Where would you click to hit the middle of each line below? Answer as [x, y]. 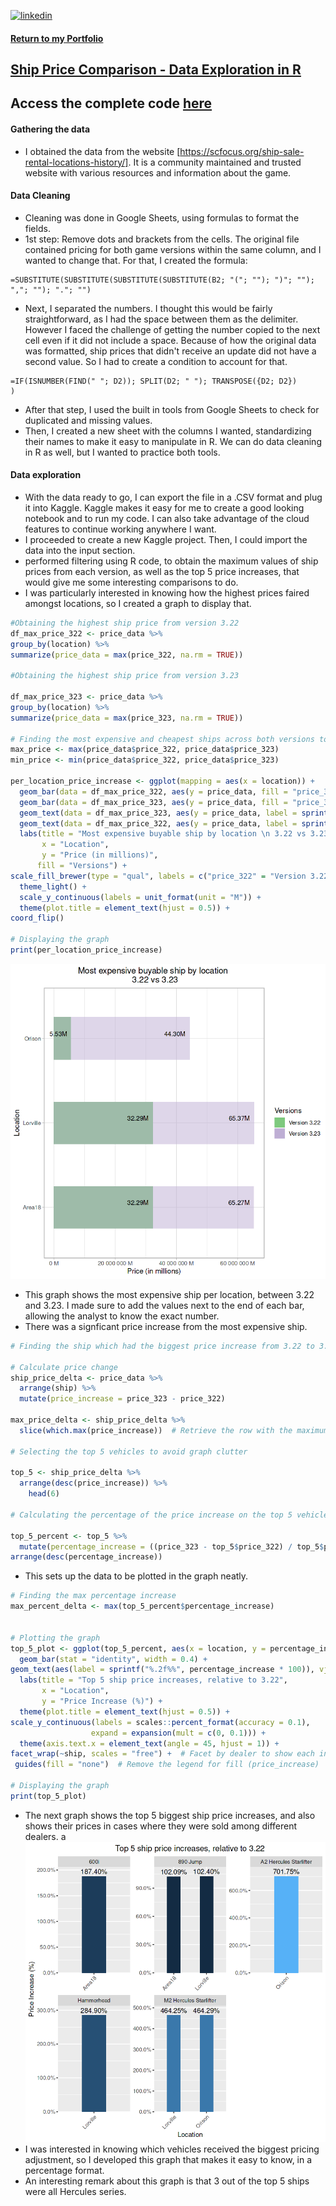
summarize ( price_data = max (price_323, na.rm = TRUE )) [127, 718]
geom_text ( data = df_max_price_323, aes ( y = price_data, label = [158, 813]
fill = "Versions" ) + [82, 866]
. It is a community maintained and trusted [215, 162]
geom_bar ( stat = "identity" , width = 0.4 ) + [113, 1659]
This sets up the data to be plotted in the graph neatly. [136, 1576]
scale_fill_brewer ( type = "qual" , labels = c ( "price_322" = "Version [158, 876]
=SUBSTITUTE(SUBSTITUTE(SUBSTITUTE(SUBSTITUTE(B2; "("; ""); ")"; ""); [162, 280]
